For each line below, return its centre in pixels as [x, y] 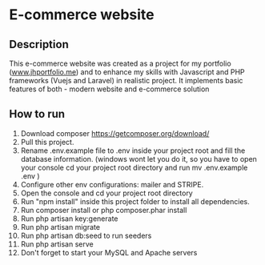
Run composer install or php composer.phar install [104, 210]
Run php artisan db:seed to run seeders [86, 235]
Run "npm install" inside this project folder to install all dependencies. [135, 201]
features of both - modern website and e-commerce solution [109, 89]
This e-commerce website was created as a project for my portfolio [120, 63]
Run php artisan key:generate [69, 219]
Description [39, 44]
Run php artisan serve [57, 244]
